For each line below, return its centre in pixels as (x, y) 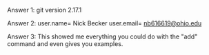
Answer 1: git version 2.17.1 (44, 10)
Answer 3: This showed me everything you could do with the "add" (102, 36)
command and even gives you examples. (65, 44)
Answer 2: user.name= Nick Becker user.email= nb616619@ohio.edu (104, 23)
